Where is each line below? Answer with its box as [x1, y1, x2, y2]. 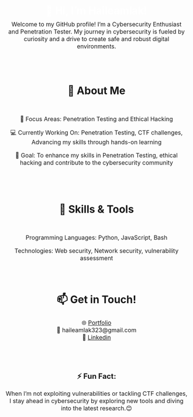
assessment [80, 254, 113, 262]
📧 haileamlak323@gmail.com [56, 326, 137, 334]
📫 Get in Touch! [56, 293, 137, 306]
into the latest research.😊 [60, 404, 133, 412]
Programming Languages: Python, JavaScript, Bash [25, 234, 168, 241]
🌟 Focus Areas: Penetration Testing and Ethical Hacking [19, 115, 174, 123]
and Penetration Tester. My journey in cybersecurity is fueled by [8, 28, 185, 35]
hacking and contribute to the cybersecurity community [19, 159, 174, 167]
